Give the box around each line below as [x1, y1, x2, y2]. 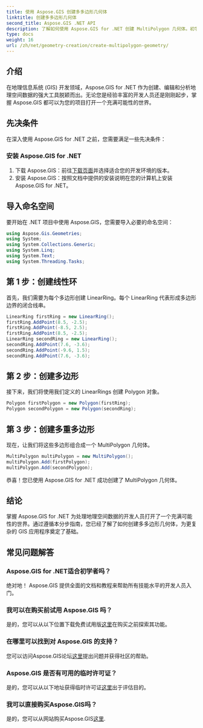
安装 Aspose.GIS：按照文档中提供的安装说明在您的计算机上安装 [14, 174, 173, 181]
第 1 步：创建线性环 [6, 277, 77, 287]
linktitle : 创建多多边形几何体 [6, 14, 77, 21]
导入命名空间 [6, 201, 54, 211]
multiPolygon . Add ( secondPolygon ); [6, 465, 94, 471]
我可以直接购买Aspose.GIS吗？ [6, 700, 98, 709]
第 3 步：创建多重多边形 [6, 424, 95, 434]
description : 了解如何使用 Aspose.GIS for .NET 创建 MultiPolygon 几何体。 [6, 25, 190, 32]
